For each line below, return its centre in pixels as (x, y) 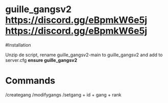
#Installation (18, 45)
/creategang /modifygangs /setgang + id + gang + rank (63, 94)
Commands (30, 81)
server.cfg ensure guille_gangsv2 (41, 60)
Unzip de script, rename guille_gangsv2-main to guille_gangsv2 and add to (84, 55)
